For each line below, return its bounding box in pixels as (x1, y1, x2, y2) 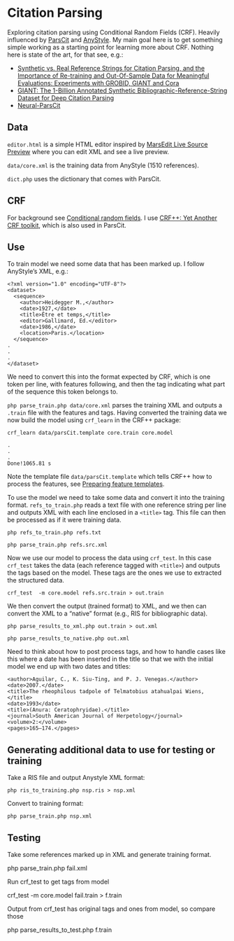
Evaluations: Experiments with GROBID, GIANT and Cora (17, 78, 180, 87)
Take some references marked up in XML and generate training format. (7, 851, 212, 858)
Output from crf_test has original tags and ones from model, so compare (7, 905, 216, 913)
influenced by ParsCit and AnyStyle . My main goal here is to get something (7, 35, 224, 43)
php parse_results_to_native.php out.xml (7, 635, 130, 642)
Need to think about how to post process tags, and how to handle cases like (7, 648, 226, 656)
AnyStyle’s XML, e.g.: (7, 267, 68, 276)
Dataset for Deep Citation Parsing (17, 93, 115, 102)
